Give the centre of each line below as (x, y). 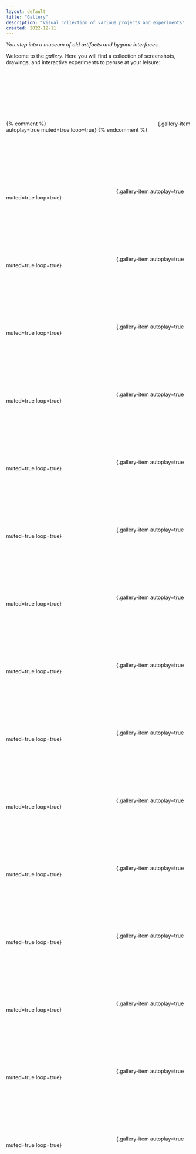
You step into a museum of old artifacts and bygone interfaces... (84, 45)
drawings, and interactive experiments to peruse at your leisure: (83, 62)
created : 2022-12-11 (31, 28)
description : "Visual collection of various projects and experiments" (95, 22)
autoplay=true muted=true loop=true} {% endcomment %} (77, 130)
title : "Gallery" (27, 17)
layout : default (26, 11)
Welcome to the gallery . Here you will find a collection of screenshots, (91, 56)
